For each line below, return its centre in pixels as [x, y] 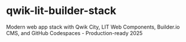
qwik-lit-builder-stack [61, 11]
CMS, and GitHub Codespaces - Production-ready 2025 [74, 33]
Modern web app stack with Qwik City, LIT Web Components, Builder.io [93, 27]
